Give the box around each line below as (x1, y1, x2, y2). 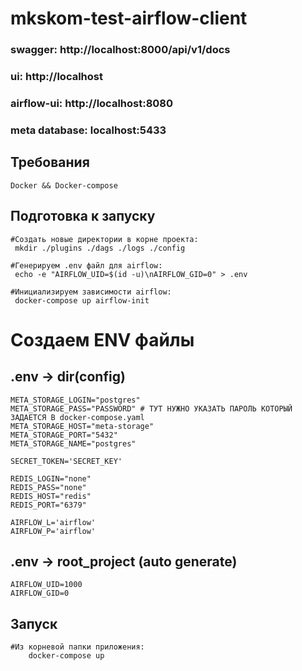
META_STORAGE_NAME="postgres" (10, 438, 137, 449)
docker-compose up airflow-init (14, 295, 150, 306)
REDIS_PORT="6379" (10, 500, 87, 510)
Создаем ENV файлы (10, 328, 195, 351)
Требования (10, 154, 90, 171)
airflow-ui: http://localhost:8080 (10, 96, 174, 110)
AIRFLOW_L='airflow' (10, 517, 97, 527)
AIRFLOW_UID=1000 (10, 580, 83, 590)
